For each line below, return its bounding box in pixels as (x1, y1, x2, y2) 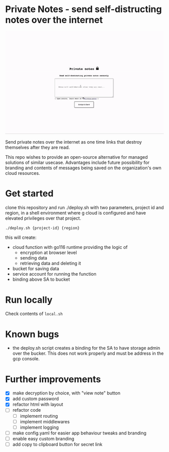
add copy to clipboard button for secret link (12, 441, 103, 447)
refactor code (12, 407, 41, 413)
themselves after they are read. (5, 144, 70, 150)
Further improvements (5, 373, 101, 385)
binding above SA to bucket (12, 276, 70, 283)
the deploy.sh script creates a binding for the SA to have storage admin (12, 345, 160, 351)
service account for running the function (12, 271, 97, 277)
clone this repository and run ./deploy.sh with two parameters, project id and (5, 204, 164, 210)
